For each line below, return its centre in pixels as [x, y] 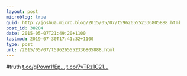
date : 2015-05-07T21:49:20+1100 [46, 34]
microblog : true [26, 17]
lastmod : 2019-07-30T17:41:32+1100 [50, 39]
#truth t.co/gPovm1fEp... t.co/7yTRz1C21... [57, 67]
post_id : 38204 [25, 28]
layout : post [22, 11]
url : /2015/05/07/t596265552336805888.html [61, 50]
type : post [20, 45]
